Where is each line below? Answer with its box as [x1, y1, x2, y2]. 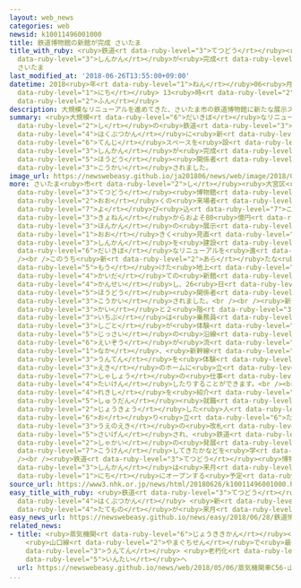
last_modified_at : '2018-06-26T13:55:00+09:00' [9, 72, 191, 81]
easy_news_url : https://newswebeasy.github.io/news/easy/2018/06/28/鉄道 [9, 513, 288, 523]
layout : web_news [9, 13, 74, 22]
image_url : [9, 171, 50, 180]
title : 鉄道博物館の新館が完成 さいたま [9, 38, 142, 48]
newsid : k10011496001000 [9, 30, 102, 39]
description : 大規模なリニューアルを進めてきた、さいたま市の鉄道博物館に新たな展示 [9, 105, 288, 114]
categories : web [9, 22, 70, 30]
